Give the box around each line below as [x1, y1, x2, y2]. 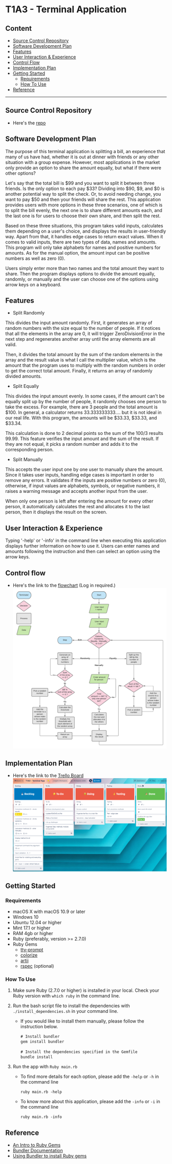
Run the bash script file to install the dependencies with [12, 1003, 131, 1009]
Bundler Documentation [12, 1148, 63, 1154]
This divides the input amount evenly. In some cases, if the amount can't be [5, 393, 165, 399]
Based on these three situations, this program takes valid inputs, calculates [5, 222, 163, 228]
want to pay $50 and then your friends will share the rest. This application [5, 196, 161, 202]
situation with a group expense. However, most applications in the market [5, 159, 160, 165]
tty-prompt [20, 947, 44, 953]
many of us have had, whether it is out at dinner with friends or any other [5, 154, 159, 160]
